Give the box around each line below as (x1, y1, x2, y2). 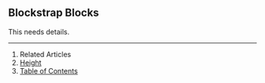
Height (19, 58, 42, 67)
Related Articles (19, 49, 72, 59)
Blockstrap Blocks (8, 6, 99, 20)
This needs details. (8, 27, 69, 36)
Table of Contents (19, 66, 78, 75)
